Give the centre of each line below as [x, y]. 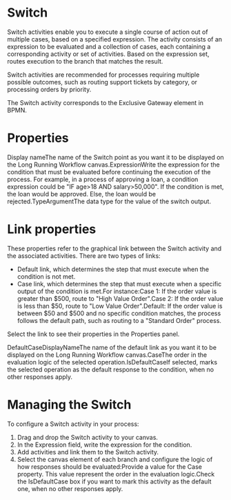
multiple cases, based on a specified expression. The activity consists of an [115, 39]
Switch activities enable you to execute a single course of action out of [108, 32]
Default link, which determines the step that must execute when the [113, 269]
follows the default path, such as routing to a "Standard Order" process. [119, 320]
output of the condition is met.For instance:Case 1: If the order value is [117, 291]
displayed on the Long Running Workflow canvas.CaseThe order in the [107, 355]
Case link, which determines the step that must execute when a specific [119, 284]
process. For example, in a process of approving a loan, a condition [103, 179]
